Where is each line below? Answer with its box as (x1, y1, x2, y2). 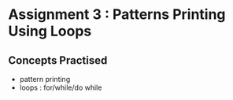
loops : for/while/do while (19, 83, 102, 92)
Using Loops (8, 22, 92, 40)
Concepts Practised (8, 54, 108, 67)
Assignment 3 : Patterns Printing (8, 6, 226, 24)
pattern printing (19, 75, 71, 83)
